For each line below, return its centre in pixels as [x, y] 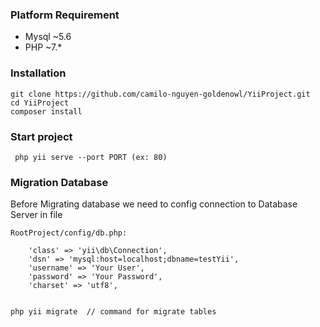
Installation [38, 73]
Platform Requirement [65, 15]
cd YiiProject [40, 103]
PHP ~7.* [43, 47]
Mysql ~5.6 [48, 37]
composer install [46, 111]
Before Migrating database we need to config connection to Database [154, 204]
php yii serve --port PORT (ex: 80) [91, 157]
